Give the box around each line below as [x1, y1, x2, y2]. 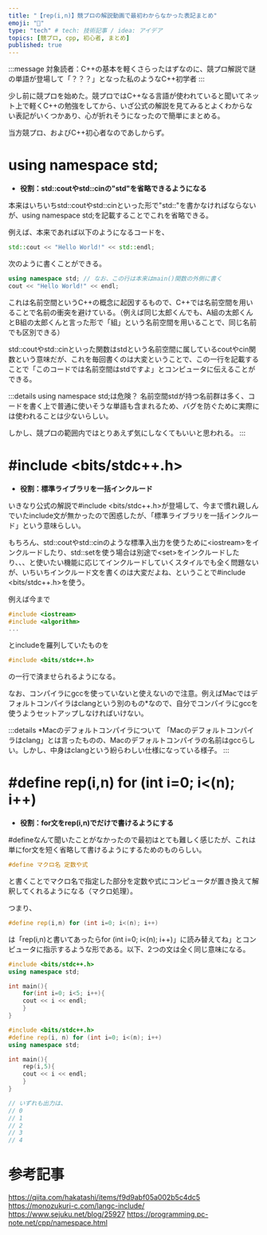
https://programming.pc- [127, 1210, 209, 1219]
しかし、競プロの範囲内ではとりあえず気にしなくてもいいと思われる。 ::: [8, 428, 245, 437]
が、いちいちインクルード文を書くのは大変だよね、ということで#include [8, 567, 245, 577]
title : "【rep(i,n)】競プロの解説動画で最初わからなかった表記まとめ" [8, 11, 218, 20]
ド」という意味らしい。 [8, 520, 85, 530]
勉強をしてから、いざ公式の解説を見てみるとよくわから [64, 101, 246, 111]
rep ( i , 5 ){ [22, 1063, 56, 1071]
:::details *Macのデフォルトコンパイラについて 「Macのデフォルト [8, 726, 227, 735]
